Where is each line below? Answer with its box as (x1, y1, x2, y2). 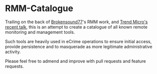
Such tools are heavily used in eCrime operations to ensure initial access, (5, 38, 152, 44)
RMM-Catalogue (5, 3, 73, 14)
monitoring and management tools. (5, 29, 75, 35)
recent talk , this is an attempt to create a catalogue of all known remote (5, 24, 148, 30)
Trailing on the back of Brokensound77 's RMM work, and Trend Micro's (5, 19, 148, 25)
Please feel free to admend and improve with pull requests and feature (5, 58, 146, 64)
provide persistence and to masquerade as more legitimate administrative (5, 44, 153, 49)
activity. (5, 49, 21, 55)
